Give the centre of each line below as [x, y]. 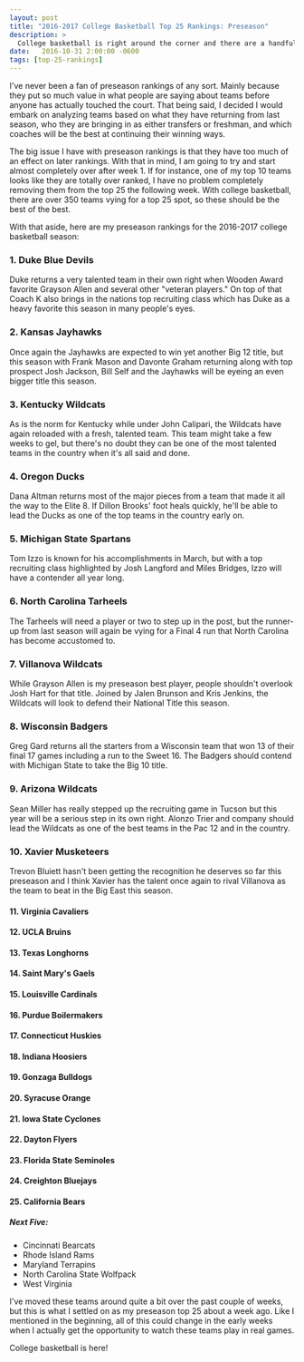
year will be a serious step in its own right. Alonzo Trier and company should [152, 818]
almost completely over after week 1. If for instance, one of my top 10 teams [151, 170]
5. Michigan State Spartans [70, 539]
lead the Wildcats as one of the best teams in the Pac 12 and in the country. [150, 828]
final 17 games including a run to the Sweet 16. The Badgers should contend [151, 756]
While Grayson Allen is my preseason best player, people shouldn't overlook [151, 684]
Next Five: [29, 1222]
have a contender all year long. [67, 578]
